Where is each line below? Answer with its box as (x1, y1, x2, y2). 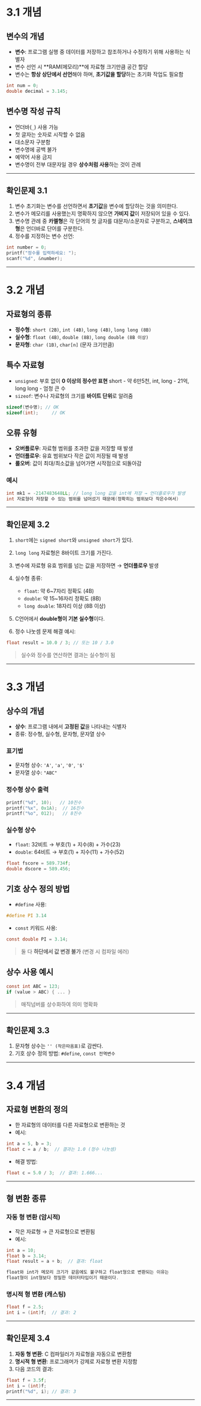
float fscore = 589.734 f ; (6, 860, 71, 866)
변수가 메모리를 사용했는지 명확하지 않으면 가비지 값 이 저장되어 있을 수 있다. (14, 210, 190, 217)
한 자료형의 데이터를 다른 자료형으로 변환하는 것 (14, 1121, 126, 1129)
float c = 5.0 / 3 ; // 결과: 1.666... (6, 1170, 103, 1176)
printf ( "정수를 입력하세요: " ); (6, 250, 77, 256)
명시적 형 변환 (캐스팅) (6, 1290, 66, 1298)
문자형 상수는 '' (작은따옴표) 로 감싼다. (14, 1042, 103, 1050)
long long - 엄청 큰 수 (14, 385, 66, 392)
